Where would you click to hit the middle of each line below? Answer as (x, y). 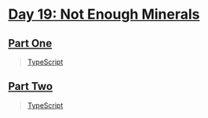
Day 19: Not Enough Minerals (104, 14)
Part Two (31, 86)
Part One (30, 43)
